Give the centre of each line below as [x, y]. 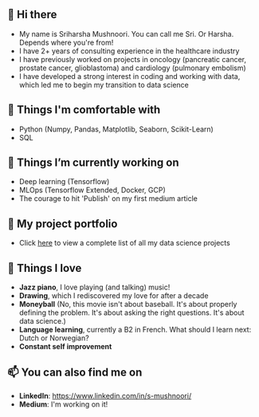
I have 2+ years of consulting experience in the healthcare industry [129, 51]
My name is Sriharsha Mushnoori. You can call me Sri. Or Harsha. [126, 33]
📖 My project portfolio [63, 224]
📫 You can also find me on [75, 373]
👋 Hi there [32, 15]
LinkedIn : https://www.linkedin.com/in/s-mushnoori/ [105, 395]
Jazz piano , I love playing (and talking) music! [94, 287]
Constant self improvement [65, 347]
